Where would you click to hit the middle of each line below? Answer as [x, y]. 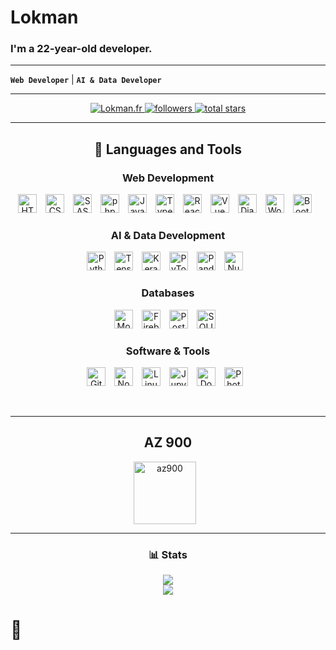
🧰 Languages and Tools [167, 149]
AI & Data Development [168, 236]
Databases [168, 293]
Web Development [168, 178]
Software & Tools [168, 351]
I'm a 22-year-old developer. [81, 49]
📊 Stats [168, 554]
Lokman [44, 17]
